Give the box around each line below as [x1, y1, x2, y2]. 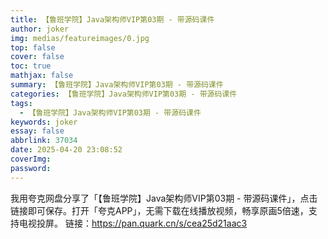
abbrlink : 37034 [10, 136, 78, 146]
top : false [10, 42, 56, 53]
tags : [10, 98, 33, 108]
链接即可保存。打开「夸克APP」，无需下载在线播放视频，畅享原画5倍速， [10, 204, 309, 216]
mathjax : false [10, 71, 74, 81]
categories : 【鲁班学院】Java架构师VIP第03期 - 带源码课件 [10, 89, 238, 99]
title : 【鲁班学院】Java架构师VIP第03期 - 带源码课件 [10, 14, 215, 25]
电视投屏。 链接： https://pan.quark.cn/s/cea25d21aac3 [18, 217, 248, 229]
